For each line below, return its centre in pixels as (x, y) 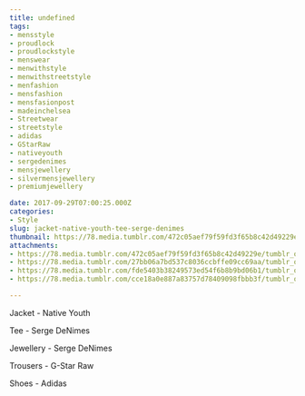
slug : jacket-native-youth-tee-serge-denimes (97, 228)
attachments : (34, 245)
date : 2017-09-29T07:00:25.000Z (70, 203)
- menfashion (34, 85)
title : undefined (42, 18)
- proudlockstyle (42, 52)
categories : (32, 212)
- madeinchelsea (40, 111)
